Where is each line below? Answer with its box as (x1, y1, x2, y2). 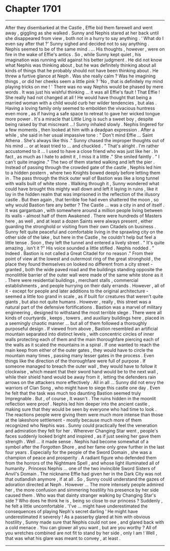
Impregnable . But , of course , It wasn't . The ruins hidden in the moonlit (5, 395, 156, 401)
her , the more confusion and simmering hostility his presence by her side (5, 487, 159, 493)
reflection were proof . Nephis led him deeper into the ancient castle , (5, 401, 150, 407)
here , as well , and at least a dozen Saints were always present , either (5, 218, 153, 224)
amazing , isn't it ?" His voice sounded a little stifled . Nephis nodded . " (5, 245, 154, 251)
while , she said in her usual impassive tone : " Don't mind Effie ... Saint (5, 132, 153, 138)
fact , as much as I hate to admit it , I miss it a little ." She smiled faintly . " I (5, 153, 160, 159)
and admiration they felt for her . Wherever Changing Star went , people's (5, 428, 158, 434)
